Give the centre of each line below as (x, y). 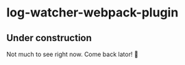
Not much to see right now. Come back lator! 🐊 (72, 54)
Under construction (49, 38)
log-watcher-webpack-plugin (92, 13)
